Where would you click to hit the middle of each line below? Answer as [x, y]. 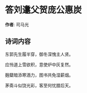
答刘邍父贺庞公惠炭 [43, 10]
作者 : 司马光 [17, 24]
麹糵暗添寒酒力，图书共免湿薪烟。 [39, 75]
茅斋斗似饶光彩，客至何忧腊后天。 [39, 85]
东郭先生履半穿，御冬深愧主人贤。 [39, 54]
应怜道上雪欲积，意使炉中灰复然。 [39, 65]
